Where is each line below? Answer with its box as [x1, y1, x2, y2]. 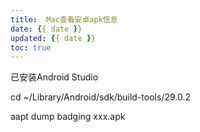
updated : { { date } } [10, 33, 97, 43]
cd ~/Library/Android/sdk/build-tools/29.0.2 [10, 91, 192, 103]
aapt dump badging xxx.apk [10, 111, 126, 123]
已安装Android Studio [10, 71, 99, 83]
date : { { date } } [10, 24, 83, 34]
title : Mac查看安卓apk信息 [10, 14, 118, 25]
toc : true [10, 42, 52, 53]
